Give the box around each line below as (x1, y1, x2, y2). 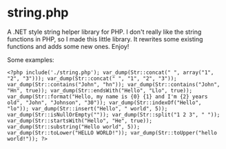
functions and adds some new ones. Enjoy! (7, 42, 130, 50)
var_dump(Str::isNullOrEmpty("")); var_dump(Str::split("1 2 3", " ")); (7, 111, 220, 118)
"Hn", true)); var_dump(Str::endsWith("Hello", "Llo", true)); (7, 87, 193, 94)
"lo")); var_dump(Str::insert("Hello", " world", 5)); (7, 105, 168, 112)
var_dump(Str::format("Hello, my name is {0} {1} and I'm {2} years (7, 93, 208, 100)
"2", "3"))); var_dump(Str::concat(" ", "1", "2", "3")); (7, 74, 177, 82)
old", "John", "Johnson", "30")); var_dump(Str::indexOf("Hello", (7, 99, 202, 106)
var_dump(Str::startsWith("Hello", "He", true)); (7, 117, 153, 124)
